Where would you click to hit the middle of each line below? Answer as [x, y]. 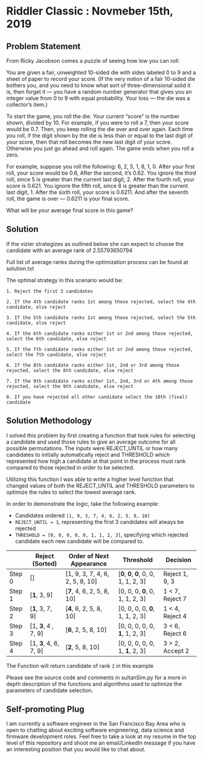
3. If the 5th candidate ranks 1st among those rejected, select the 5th [101, 318]
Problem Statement [43, 46]
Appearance [89, 563]
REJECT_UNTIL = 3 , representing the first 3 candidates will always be [99, 522]
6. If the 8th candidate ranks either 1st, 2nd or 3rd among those [93, 365]
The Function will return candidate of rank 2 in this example [80, 665]
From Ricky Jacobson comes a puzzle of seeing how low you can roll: [93, 61]
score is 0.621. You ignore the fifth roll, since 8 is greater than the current [97, 186]
